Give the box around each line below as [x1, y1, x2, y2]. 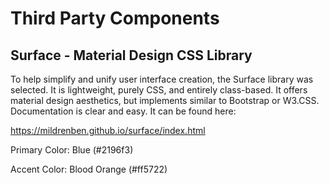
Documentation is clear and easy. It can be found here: [10, 105, 237, 117]
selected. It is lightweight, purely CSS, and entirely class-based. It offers [10, 84, 308, 96]
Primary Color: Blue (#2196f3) [10, 144, 134, 156]
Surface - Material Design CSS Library [10, 47, 253, 64]
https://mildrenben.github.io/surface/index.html [10, 125, 206, 136]
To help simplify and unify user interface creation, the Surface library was [10, 73, 314, 85]
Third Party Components [10, 7, 220, 30]
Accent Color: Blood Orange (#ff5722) [10, 163, 168, 175]
